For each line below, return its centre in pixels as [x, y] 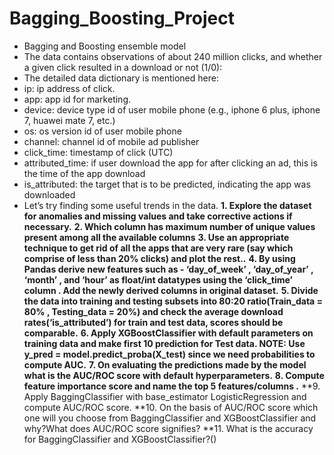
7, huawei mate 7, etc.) [69, 120]
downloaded [49, 194]
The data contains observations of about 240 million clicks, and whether [173, 56]
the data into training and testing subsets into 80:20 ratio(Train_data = [173, 301]
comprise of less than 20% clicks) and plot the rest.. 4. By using [159, 258]
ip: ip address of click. [69, 88]
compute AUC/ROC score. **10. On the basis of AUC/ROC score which [171, 407]
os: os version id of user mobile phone [102, 131]
